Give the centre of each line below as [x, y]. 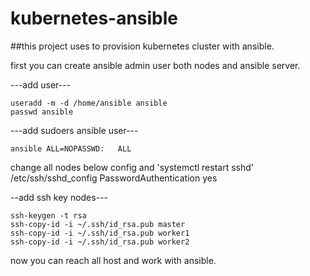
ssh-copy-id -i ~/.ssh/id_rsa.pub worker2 [100, 242]
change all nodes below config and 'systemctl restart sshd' [132, 167]
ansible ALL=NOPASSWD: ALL [71, 148]
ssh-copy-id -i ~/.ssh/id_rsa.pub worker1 [100, 233]
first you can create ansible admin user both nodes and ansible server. [155, 65]
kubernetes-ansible [94, 18]
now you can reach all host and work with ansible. [113, 260]
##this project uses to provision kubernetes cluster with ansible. [142, 46]
